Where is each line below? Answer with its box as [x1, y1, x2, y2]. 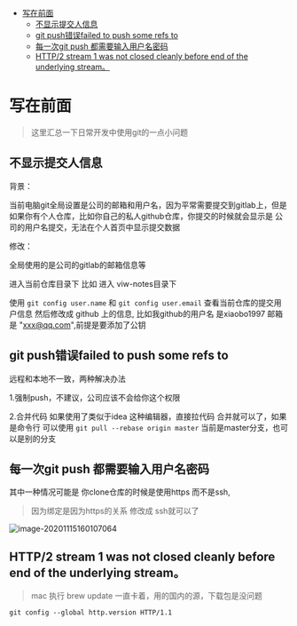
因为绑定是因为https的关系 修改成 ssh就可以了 [30, 505, 199, 517]
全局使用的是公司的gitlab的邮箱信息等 [9, 259, 146, 270]
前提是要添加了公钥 [75, 319, 146, 330]
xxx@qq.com [22, 319, 71, 330]
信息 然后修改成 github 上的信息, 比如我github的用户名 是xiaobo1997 [16, 308, 266, 319]
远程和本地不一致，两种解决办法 [9, 373, 126, 384]
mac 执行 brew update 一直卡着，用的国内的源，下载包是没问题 [30, 590, 263, 601]
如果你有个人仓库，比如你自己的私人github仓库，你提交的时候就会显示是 [9, 210, 273, 221]
